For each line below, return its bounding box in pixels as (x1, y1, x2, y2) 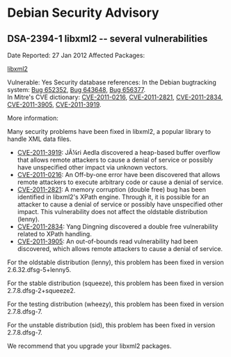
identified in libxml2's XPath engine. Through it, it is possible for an (17, 193, 209, 201)
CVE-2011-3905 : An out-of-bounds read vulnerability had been (17, 237, 198, 245)
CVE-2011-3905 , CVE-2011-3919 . (7, 100, 102, 109)
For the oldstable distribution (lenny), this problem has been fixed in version (7, 258, 224, 266)
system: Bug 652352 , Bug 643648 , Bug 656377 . (7, 86, 146, 93)
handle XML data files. (7, 135, 72, 143)
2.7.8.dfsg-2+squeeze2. (7, 287, 76, 294)
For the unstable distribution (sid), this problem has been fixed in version (7, 321, 216, 329)
